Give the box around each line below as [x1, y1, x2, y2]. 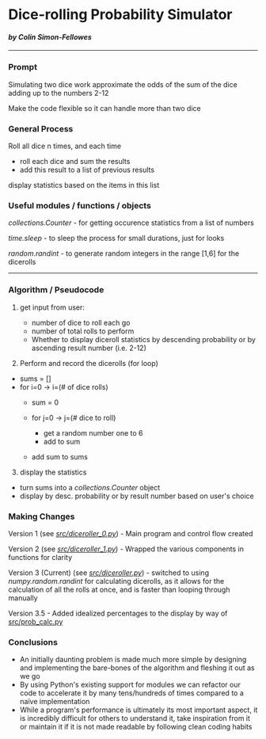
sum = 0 [31, 398, 59, 407]
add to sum [43, 436, 81, 446]
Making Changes [8, 511, 75, 522]
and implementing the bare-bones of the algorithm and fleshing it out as [19, 663, 255, 672]
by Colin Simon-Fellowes [8, 32, 93, 41]
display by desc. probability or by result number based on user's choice [19, 491, 255, 501]
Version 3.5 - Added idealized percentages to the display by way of [8, 608, 228, 618]
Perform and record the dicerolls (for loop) [19, 358, 158, 368]
